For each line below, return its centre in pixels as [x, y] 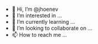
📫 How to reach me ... [39, 35]
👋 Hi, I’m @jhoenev [35, 9]
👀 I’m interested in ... [37, 15]
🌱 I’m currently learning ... [43, 22]
